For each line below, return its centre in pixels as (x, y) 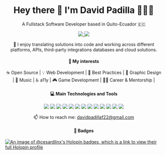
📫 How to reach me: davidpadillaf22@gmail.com (84, 117)
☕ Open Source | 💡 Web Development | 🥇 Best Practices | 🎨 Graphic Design (84, 72)
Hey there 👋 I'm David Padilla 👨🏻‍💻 (84, 10)
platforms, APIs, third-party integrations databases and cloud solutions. (84, 49)
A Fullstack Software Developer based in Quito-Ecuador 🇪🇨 (84, 24)
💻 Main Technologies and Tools (84, 93)
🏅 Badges (84, 130)
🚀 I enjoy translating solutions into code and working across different (84, 44)
